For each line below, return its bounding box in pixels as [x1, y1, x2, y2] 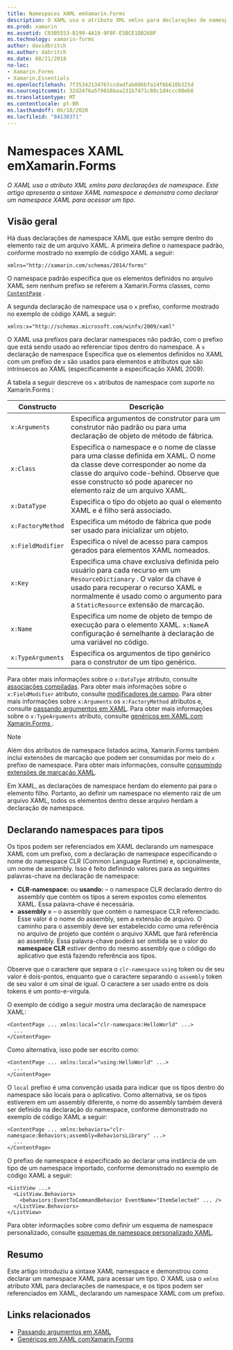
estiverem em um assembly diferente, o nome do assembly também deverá [7, 1098, 223, 1107]
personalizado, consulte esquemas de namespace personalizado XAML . [7, 1229, 214, 1237]
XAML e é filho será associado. [70, 505, 172, 515]
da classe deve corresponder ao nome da [70, 460, 207, 469]
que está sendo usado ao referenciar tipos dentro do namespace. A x [7, 343, 205, 351]
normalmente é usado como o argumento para [70, 591, 222, 601]
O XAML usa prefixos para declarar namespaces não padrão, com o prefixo [7, 336, 223, 344]
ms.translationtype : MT [7, 94, 76, 101]
